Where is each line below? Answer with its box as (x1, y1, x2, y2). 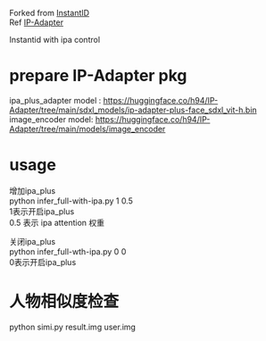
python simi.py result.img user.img (9, 321, 137, 332)
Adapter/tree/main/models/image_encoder (9, 123, 166, 134)
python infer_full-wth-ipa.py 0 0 (9, 245, 127, 257)
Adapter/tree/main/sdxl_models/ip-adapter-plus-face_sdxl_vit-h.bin (9, 104, 257, 115)
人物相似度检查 (9, 292, 120, 312)
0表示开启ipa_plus (9, 256, 77, 267)
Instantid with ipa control (9, 35, 101, 45)
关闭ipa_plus (9, 236, 56, 246)
